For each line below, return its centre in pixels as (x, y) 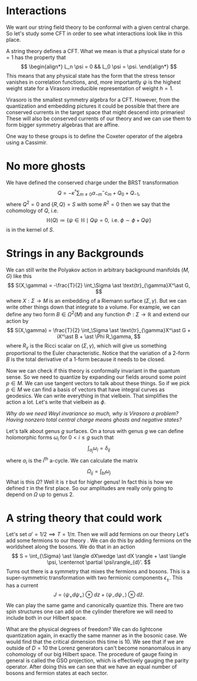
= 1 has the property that (36, 57)
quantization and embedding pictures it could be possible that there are (93, 106)
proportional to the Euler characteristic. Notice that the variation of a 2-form (98, 353)
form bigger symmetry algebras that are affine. (63, 124)
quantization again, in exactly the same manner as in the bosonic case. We (96, 636)
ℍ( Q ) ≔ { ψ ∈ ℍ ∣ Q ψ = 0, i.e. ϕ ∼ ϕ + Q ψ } (99, 220)
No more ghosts (46, 166)
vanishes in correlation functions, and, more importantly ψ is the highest (94, 82)
